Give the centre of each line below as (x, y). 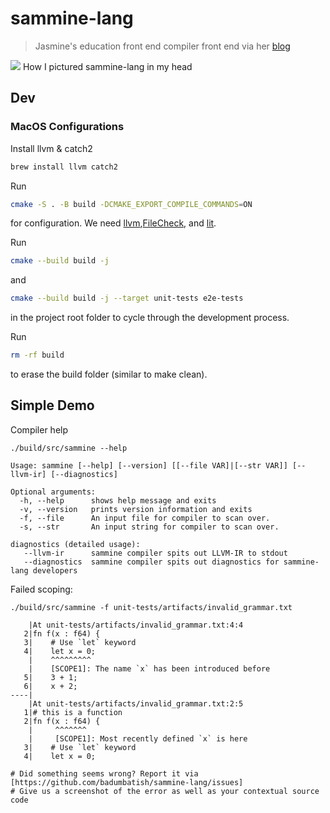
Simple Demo (52, 405)
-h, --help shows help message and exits (118, 500)
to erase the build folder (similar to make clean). (109, 374)
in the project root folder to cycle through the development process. (150, 318)
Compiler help (39, 429)
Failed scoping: (41, 589)
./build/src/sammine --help (69, 448)
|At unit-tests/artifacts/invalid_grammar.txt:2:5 (136, 703)
